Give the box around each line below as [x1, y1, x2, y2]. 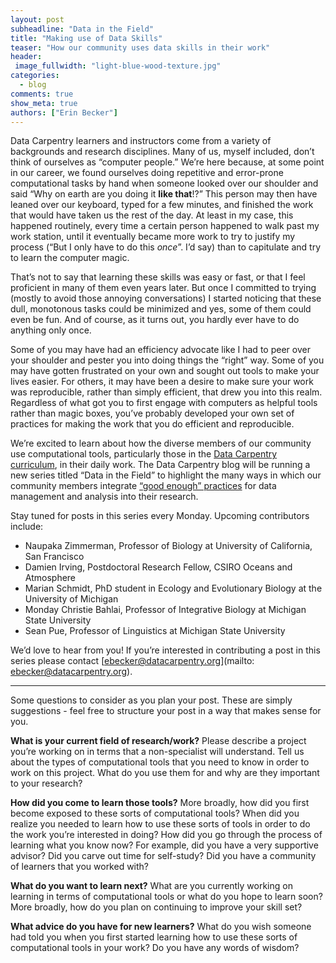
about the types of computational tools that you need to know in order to [10, 756, 310, 768]
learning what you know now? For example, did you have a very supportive [10, 839, 319, 851]
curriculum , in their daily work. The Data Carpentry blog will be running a [10, 459, 311, 471]
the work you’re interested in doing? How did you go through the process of [10, 829, 323, 841]
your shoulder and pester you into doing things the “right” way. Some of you [10, 354, 325, 366]
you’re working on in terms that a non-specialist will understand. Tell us [10, 746, 305, 758]
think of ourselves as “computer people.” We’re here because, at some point [10, 156, 325, 168]
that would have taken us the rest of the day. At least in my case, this [10, 209, 294, 221]
